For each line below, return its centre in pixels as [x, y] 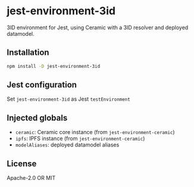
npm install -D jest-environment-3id [54, 66]
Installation [28, 53]
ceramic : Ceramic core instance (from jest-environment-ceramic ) [95, 132]
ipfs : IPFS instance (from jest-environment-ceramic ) [80, 139]
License [22, 163]
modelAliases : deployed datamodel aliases [67, 145]
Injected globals [37, 118]
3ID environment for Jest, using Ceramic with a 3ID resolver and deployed [98, 27]
